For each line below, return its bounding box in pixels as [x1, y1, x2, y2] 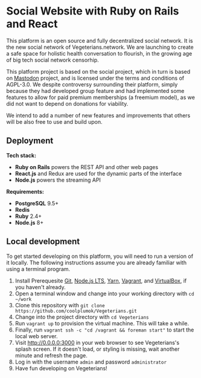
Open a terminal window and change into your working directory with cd [14, 290, 194, 297]
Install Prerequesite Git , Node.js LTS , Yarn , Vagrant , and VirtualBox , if [14, 277, 187, 284]
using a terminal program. [6, 265, 71, 272]
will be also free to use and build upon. [6, 118, 103, 125]
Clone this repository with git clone [14, 301, 105, 309]
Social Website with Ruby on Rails [6, 4, 179, 18]
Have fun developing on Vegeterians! [14, 364, 107, 372]
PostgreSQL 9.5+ [14, 199, 59, 207]
